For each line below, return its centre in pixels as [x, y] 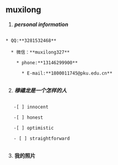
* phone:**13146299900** [47, 62]
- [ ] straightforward [41, 138]
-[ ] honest [28, 117]
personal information [41, 24]
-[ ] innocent [31, 107]
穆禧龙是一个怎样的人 [40, 90]
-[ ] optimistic [34, 128]
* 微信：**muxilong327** [40, 52]
